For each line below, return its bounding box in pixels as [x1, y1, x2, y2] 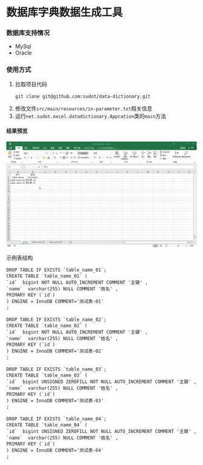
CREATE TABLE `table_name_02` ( [6, 323, 88, 329]
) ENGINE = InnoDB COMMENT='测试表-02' [6, 348, 104, 355]
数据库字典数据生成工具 [6, 5, 123, 19]
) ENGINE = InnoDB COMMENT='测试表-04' [6, 447, 104, 453]
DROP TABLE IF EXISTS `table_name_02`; [6, 316, 107, 323]
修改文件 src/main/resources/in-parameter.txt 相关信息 [14, 104, 153, 112]
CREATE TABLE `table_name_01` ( [6, 273, 88, 279]
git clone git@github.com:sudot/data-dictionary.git [14, 93, 151, 99]
